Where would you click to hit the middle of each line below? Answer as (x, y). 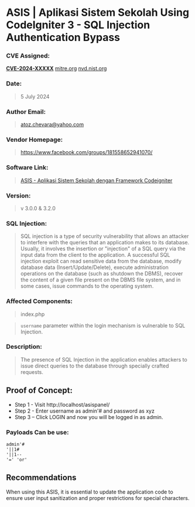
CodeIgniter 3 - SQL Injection (78, 25)
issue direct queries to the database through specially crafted (95, 366)
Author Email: (26, 111)
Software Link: (27, 168)
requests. (32, 372)
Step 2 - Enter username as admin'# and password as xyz (85, 411)
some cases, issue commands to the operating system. (87, 286)
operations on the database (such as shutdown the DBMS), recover (102, 274)
